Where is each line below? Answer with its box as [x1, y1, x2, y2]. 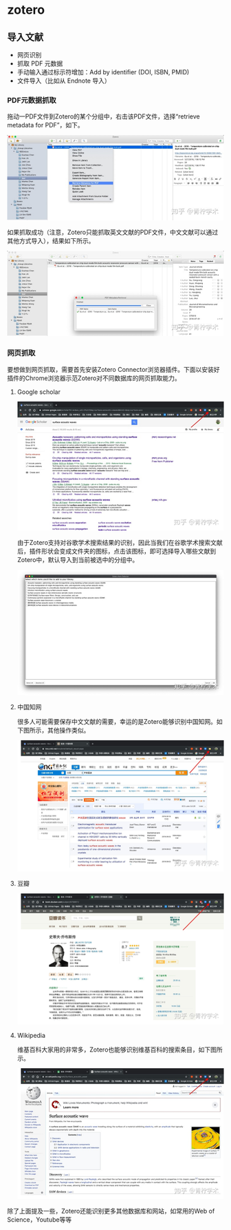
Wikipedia [16, 1032, 46, 1040]
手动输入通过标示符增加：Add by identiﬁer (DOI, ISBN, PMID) [16, 68, 190, 76]
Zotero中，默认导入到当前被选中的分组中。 [16, 555, 139, 563]
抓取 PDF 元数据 [16, 59, 63, 67]
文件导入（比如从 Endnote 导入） [16, 76, 111, 85]
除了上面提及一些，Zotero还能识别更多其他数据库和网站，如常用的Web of [7, 1207, 215, 1216]
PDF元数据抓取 [7, 95, 56, 105]
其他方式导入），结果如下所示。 [7, 237, 95, 245]
